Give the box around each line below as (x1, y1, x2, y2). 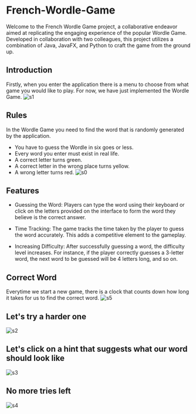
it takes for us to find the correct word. (6, 294, 100, 302)
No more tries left (6, 386, 72, 396)
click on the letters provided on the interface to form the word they (14, 207, 176, 215)
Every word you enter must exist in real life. (14, 150, 119, 157)
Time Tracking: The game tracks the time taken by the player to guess (14, 225, 184, 233)
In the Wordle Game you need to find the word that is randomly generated (6, 126, 185, 133)
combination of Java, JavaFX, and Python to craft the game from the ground (6, 42, 191, 49)
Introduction (6, 65, 53, 75)
